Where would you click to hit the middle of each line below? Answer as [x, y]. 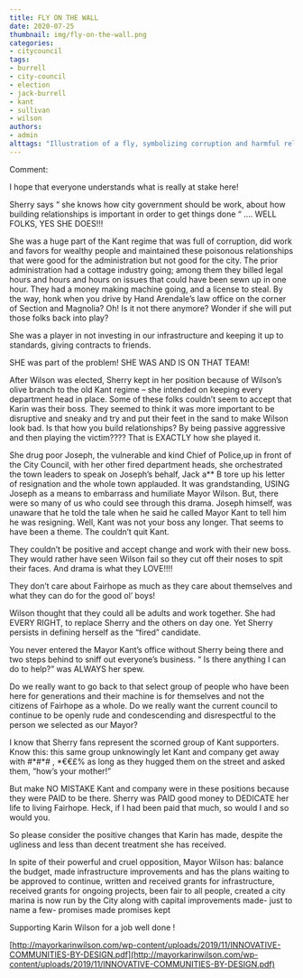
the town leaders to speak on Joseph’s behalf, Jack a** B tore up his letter [147, 474]
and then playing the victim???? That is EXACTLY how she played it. [135, 437]
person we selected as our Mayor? [73, 724]
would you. [30, 817]
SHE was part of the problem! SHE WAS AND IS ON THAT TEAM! [129, 362]
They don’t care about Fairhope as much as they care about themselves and [151, 586]
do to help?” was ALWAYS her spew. [77, 668]
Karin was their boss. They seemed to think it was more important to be [142, 408]
